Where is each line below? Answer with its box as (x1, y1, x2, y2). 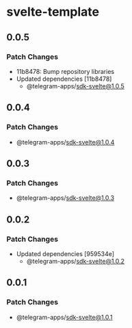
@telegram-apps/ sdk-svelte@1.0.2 (26, 257, 124, 265)
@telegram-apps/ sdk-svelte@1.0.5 (26, 81, 124, 90)
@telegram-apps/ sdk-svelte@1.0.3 (16, 194, 114, 202)
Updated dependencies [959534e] (16, 249, 114, 257)
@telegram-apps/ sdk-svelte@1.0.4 (16, 138, 115, 146)
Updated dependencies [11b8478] (16, 75, 112, 83)
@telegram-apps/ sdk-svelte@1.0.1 (16, 313, 114, 321)
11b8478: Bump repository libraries (16, 67, 114, 75)
